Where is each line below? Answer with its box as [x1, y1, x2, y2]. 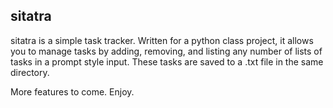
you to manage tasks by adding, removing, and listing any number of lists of [10, 45, 323, 57]
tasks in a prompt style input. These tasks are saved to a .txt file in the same [10, 55, 324, 68]
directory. [10, 66, 50, 78]
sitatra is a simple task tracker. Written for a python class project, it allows [10, 34, 314, 46]
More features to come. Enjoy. [10, 85, 135, 98]
